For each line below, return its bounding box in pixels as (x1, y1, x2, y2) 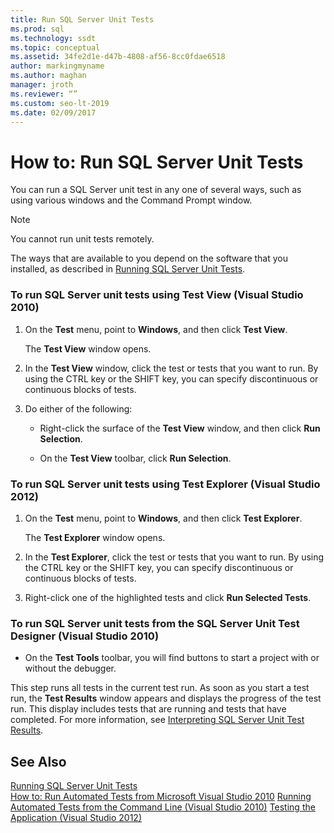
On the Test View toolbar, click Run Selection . (39, 452, 232, 464)
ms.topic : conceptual (10, 42, 101, 53)
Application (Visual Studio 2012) (10, 812, 143, 824)
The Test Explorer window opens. (24, 531, 166, 543)
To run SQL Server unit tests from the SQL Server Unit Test (10, 616, 300, 630)
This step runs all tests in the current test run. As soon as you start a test (10, 682, 310, 694)
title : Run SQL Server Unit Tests (10, 14, 155, 25)
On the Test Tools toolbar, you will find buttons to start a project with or (24, 652, 320, 664)
